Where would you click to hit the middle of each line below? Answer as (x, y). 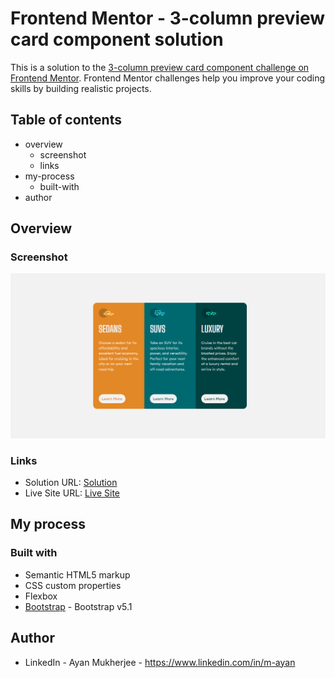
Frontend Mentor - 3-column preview (168, 18)
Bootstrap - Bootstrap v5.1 (78, 606)
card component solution (117, 39)
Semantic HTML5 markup (77, 574)
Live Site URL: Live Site (72, 493)
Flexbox (41, 596)
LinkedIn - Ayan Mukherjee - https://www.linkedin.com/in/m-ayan (160, 662)
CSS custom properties (73, 585)
